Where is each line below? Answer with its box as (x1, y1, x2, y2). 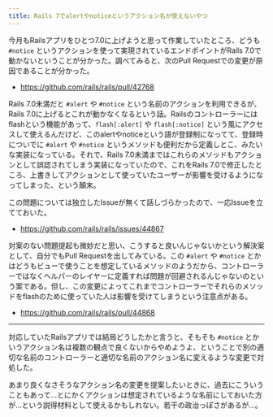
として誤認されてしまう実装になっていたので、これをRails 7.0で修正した (15, 159, 256, 169)
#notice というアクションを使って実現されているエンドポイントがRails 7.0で (8, 46, 262, 55)
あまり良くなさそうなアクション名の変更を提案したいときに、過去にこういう (8, 380, 264, 389)
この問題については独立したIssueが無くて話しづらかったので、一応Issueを (8, 197, 257, 207)
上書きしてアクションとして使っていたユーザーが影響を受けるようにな (29, 170, 264, 180)
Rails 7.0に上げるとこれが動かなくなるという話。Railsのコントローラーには (8, 109, 258, 119)
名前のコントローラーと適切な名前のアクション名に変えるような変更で (22, 352, 258, 362)
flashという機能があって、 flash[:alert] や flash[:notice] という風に (8, 119, 242, 128)
